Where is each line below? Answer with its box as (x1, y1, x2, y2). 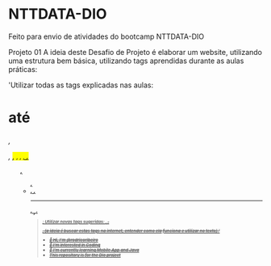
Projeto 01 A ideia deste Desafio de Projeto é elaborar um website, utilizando (8, 47, 262, 57)
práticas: (8, 64, 38, 74)
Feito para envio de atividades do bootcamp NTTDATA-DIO (8, 32, 204, 41)
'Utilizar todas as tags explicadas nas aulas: (8, 80, 154, 90)
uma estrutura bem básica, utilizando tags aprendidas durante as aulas (8, 56, 244, 65)
